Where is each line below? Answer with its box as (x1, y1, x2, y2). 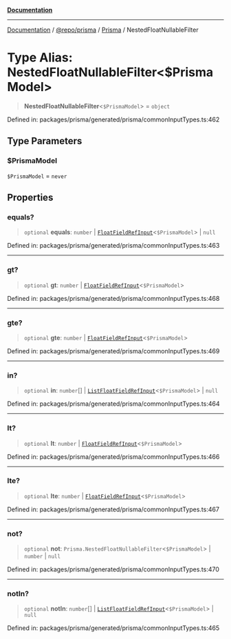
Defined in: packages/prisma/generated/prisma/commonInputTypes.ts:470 (7, 565, 220, 573)
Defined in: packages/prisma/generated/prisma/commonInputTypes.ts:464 (7, 400, 220, 408)
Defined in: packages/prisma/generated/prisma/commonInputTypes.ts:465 (7, 624, 220, 632)
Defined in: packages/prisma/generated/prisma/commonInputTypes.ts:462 (7, 115, 220, 124)
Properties (7, 192, 54, 204)
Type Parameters (7, 135, 82, 147)
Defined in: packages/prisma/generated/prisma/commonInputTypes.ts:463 (7, 242, 220, 250)
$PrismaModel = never (7, 172, 67, 180)
